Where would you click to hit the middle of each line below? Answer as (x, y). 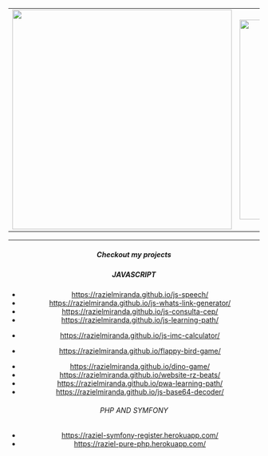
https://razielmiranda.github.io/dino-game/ (140, 367)
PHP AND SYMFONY (134, 410)
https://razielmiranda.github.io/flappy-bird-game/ (140, 351)
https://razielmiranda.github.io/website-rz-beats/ (140, 375)
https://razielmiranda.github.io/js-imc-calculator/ (140, 335)
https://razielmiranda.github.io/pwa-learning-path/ (140, 383)
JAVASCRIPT (134, 274)
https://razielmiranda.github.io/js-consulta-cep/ (140, 311)
